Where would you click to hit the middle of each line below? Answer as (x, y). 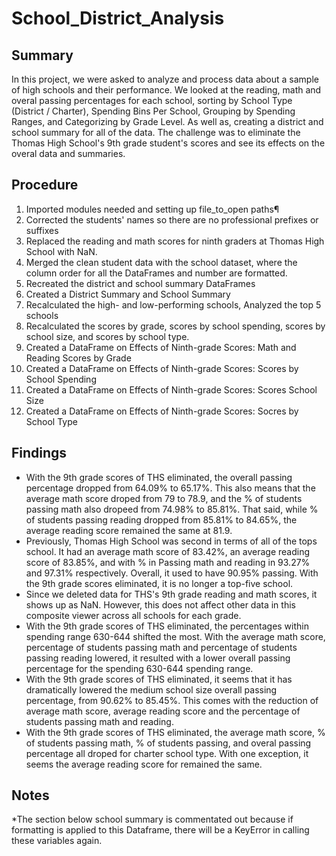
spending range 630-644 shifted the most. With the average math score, (175, 636)
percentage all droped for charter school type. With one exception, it (167, 753)
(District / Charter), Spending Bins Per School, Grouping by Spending (153, 111)
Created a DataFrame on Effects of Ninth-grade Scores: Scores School (171, 389)
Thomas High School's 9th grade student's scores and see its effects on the (168, 143)
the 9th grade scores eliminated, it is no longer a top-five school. (159, 583)
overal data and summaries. (68, 153)
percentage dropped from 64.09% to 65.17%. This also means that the (170, 488)
